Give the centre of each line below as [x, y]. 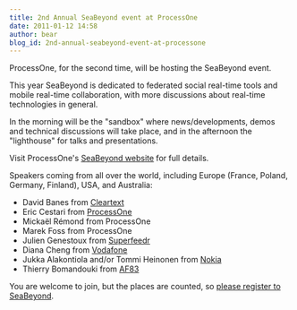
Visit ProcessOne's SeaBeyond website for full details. [109, 159]
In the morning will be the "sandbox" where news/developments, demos [142, 122]
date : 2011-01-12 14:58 [54, 26]
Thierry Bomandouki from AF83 [81, 269]
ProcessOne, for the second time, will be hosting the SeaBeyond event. [140, 68]
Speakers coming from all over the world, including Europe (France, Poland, [148, 176]
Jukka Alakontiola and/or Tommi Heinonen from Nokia [122, 260]
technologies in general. [54, 105]
